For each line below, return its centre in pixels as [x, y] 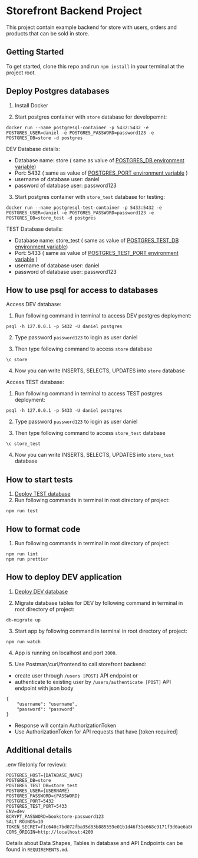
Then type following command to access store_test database [90, 433]
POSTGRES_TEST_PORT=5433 [37, 806]
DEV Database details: [33, 149]
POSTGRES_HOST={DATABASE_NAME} [44, 775]
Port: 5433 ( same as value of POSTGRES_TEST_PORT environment [96, 253]
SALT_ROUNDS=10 [25, 821]
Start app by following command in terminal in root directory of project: [101, 631]
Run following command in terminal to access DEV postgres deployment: [103, 316]
